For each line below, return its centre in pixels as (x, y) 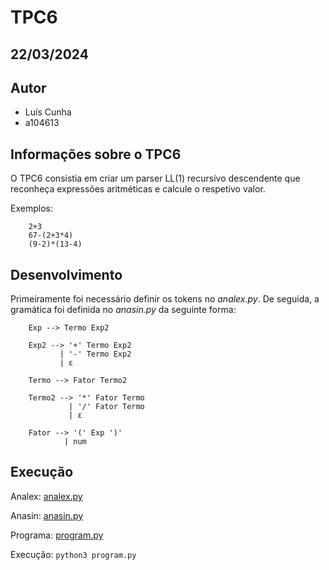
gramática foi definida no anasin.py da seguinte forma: (123, 310)
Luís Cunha (48, 112)
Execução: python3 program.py (73, 554)
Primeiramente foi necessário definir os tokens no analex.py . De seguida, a (165, 299)
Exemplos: (31, 208)
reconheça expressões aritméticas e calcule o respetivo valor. (138, 189)
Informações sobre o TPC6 (96, 154)
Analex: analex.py (46, 496)
